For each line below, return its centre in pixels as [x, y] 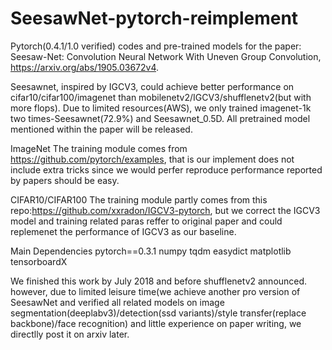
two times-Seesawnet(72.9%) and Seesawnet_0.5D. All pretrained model [160, 118]
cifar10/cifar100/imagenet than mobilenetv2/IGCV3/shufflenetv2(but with [161, 97]
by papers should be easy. [65, 180]
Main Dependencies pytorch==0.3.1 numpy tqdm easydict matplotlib [151, 251]
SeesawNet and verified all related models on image [117, 302]
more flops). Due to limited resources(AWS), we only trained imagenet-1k [161, 108]
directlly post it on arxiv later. [70, 334]
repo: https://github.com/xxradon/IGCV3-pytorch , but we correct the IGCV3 [165, 210]
